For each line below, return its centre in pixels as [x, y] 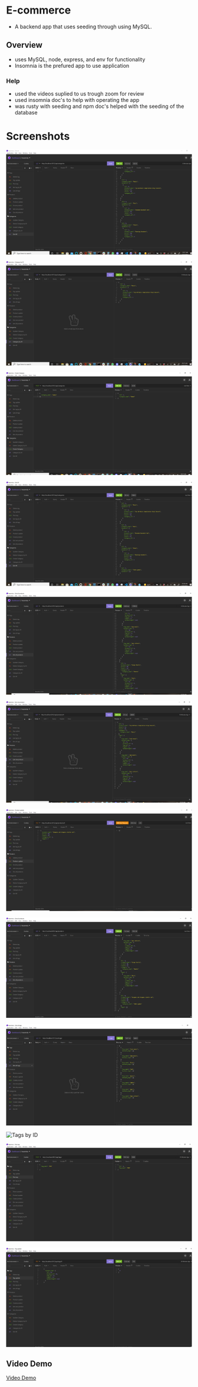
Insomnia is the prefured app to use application [72, 65]
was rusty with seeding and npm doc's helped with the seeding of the [99, 106]
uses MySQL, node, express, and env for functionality [80, 59]
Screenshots [38, 137]
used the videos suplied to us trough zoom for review [79, 94]
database [26, 113]
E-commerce [39, 10]
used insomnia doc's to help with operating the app [77, 100]
